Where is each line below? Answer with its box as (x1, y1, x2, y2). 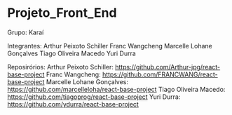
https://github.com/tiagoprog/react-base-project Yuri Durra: (7, 93, 181, 101)
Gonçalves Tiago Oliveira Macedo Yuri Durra (7, 49, 137, 57)
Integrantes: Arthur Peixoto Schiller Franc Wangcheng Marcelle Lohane (7, 41, 212, 50)
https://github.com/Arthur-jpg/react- (114, 62, 221, 71)
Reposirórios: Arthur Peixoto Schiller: (7, 62, 114, 71)
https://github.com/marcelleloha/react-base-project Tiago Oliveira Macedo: (7, 85, 226, 93)
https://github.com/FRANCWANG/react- (102, 70, 219, 79)
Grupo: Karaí (7, 28, 44, 36)
